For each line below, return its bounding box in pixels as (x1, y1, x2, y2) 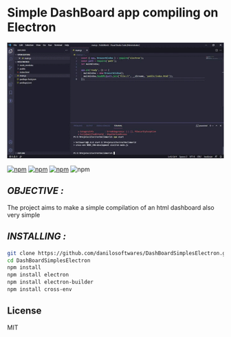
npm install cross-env (7, 286, 72, 293)
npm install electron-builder (7, 279, 94, 286)
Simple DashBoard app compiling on (7, 5, 219, 21)
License (7, 305, 42, 317)
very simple (7, 210, 41, 219)
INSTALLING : (7, 230, 67, 242)
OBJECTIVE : (7, 185, 64, 197)
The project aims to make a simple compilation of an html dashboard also (7, 203, 214, 211)
